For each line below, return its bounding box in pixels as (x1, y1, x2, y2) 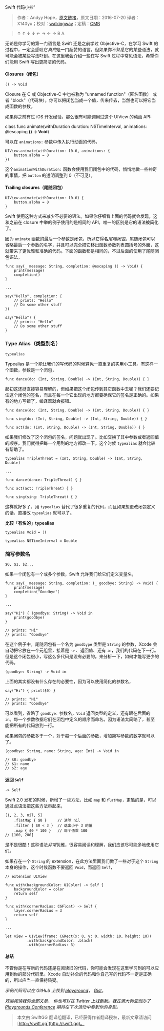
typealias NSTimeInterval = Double (5, 538, 78, 543)
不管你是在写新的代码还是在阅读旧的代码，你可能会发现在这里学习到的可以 (5, 965, 155, 971)
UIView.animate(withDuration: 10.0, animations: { (5, 148, 110, 154)
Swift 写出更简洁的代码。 (19, 59, 69, 64)
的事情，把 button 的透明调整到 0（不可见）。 (5, 172, 95, 178)
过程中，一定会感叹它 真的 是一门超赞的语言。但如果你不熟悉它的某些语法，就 (5, 47, 159, 52)
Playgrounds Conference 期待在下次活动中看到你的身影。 (5, 1004, 121, 1010)
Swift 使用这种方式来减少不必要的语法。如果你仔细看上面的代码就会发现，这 (5, 213, 158, 219)
